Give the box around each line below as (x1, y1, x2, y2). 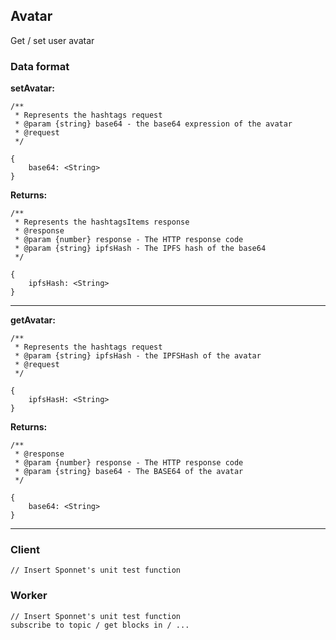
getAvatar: (10, 314, 56, 326)
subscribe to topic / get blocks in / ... (10, 620, 190, 630)
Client (10, 543, 40, 557)
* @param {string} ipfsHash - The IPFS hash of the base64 (14, 244, 267, 254)
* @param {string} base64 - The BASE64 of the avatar (14, 467, 244, 477)
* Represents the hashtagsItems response (14, 217, 190, 228)
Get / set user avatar (10, 34, 95, 46)
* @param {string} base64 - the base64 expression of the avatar (14, 119, 293, 129)
